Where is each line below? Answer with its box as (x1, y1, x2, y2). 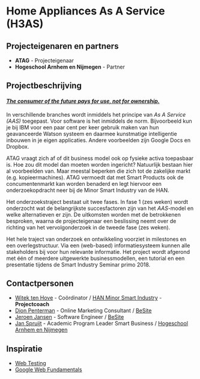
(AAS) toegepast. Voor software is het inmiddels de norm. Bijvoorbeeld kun (6, 117, 192, 125)
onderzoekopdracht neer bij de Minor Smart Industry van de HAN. (6, 186, 169, 194)
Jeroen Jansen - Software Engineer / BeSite (14, 313, 124, 321)
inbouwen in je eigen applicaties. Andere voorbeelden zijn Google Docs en (6, 137, 191, 144)
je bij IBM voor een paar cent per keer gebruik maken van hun (6, 123, 159, 131)
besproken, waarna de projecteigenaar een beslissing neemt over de (6, 217, 177, 224)
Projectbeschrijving (6, 81, 82, 91)
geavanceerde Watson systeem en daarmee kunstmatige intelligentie (6, 130, 177, 137)
